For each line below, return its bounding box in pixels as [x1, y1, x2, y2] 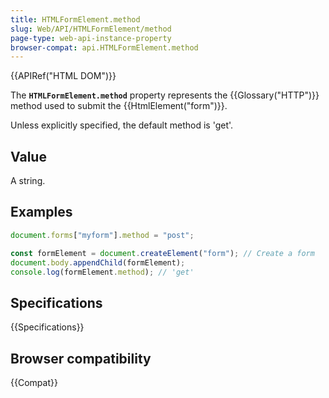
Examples [10, 204, 73, 221]
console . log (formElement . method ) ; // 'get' [10, 267, 195, 277]
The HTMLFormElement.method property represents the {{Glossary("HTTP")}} [10, 89, 320, 101]
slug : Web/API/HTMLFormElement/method [10, 24, 172, 34]
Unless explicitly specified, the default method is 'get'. [10, 119, 234, 131]
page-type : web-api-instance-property [10, 33, 172, 43]
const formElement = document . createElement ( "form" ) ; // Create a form [10, 248, 315, 258]
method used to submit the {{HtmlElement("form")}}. [10, 100, 228, 112]
